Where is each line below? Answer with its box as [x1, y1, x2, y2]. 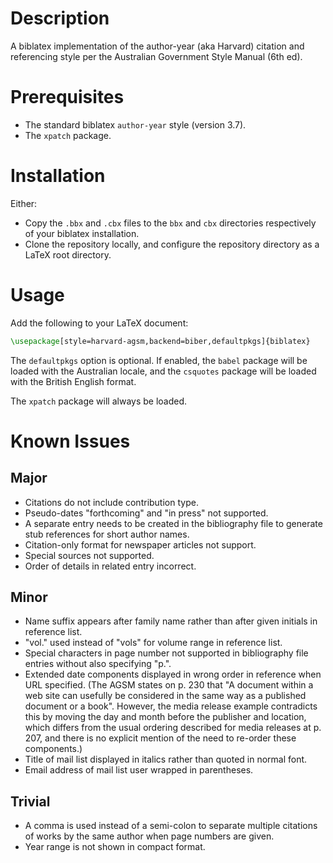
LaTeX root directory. [24, 248, 112, 261]
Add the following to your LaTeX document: [10, 317, 189, 329]
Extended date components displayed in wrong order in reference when [24, 668, 322, 681]
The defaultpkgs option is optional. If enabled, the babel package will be [10, 354, 308, 366]
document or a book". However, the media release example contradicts [24, 700, 318, 712]
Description [10, 7, 110, 30]
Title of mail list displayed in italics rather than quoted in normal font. [24, 753, 308, 766]
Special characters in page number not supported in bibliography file [24, 647, 309, 659]
